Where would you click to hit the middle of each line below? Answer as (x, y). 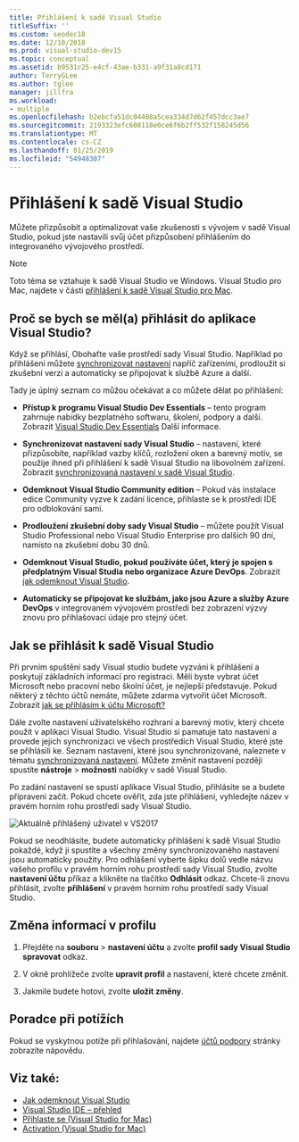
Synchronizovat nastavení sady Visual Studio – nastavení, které (141, 444)
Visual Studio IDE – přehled (72, 1109)
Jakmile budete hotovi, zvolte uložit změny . (103, 991)
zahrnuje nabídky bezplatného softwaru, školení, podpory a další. (142, 417)
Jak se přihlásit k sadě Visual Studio (112, 645)
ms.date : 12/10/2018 (48, 42)
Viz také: (34, 1078)
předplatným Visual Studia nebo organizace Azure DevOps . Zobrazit (151, 571)
